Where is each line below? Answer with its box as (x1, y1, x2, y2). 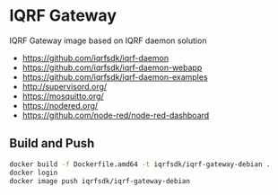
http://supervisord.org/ (22, 81, 108, 92)
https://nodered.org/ (22, 100, 99, 111)
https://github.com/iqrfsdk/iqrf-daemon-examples (22, 71, 208, 82)
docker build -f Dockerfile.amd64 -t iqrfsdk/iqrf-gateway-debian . (9, 159, 271, 169)
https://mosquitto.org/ (22, 91, 105, 102)
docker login (9, 168, 58, 177)
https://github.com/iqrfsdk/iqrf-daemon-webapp (22, 62, 203, 73)
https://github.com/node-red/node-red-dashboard (22, 110, 210, 120)
